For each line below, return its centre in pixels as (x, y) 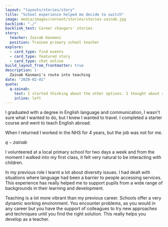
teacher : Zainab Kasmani (35, 38)
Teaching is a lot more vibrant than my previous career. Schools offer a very (83, 198)
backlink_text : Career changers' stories (49, 28)
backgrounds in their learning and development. (54, 188)
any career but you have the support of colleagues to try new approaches (81, 208)
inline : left (28, 98)
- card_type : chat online (37, 61)
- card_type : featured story (40, 56)
